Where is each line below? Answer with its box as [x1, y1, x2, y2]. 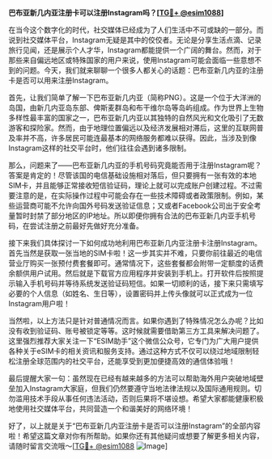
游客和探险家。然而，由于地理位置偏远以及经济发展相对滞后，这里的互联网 [8, 123, 257, 133]
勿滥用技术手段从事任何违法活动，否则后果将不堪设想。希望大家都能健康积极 [8, 394, 264, 403]
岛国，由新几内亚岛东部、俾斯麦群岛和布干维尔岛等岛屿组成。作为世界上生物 [8, 103, 264, 112]
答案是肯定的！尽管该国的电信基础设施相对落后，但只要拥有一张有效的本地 [8, 171, 257, 180]
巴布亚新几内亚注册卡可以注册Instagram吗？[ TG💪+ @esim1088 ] [8, 8, 224, 17]
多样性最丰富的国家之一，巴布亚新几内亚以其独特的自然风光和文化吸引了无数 [8, 113, 264, 122]
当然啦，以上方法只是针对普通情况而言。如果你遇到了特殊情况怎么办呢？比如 [8, 316, 264, 326]
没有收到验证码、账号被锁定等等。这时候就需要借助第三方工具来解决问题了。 [8, 326, 264, 335]
